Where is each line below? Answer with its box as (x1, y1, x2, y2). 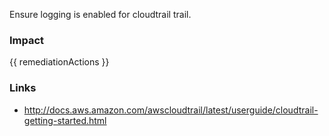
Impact (9, 33, 45, 47)
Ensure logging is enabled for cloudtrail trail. (9, 9, 192, 20)
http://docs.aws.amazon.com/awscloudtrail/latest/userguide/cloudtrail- (23, 104, 319, 116)
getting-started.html (23, 114, 107, 126)
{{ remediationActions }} (9, 56, 110, 68)
